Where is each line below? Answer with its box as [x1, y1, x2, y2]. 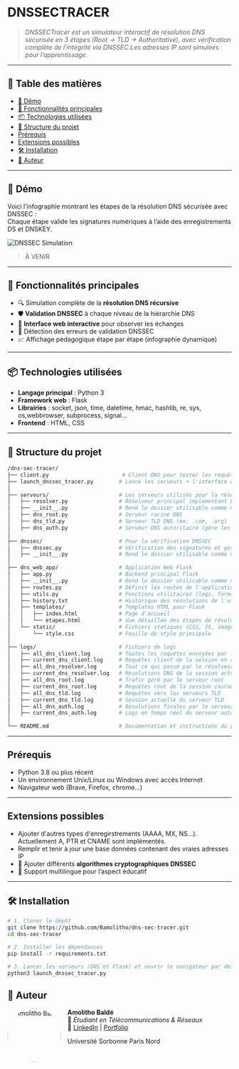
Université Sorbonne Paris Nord [67, 1037, 161, 1046]
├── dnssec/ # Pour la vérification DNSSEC [7, 538, 212, 545]
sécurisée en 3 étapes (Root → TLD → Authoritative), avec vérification [24, 35, 231, 43]
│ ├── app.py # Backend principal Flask [7, 570, 199, 578]
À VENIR [24, 252, 50, 260]
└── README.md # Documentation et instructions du [7, 723, 228, 730]
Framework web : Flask [17, 396, 87, 405]
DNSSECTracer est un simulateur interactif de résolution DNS [24, 28, 206, 36]
